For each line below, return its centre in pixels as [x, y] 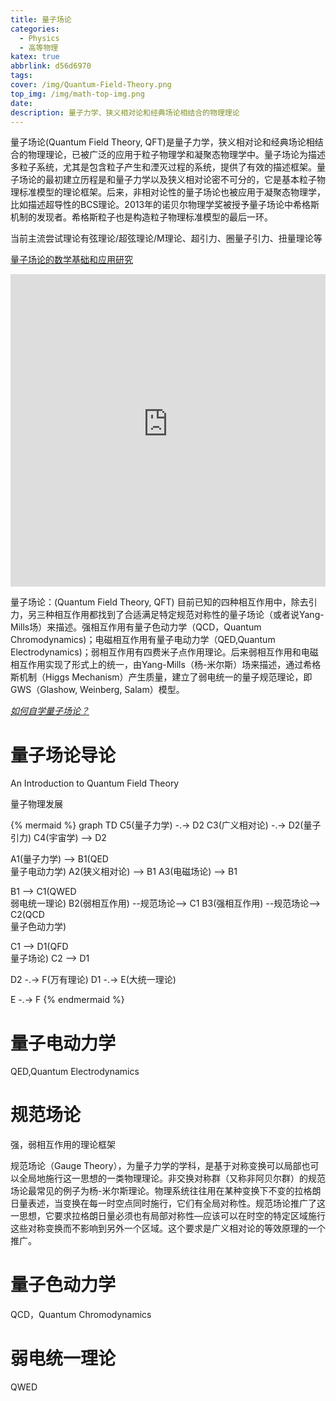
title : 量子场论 [41, 19]
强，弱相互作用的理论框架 [63, 1145]
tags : [21, 76]
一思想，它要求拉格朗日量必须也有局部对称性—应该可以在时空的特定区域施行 [168, 1216]
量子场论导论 [63, 755]
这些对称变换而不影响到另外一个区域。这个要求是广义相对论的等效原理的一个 [168, 1228]
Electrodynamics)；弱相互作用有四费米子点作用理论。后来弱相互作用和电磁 [164, 652]
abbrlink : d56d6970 [51, 66]
